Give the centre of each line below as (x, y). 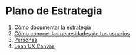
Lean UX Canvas (34, 46)
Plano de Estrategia (54, 11)
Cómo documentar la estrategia (52, 27)
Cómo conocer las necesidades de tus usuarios (72, 33)
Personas (26, 40)
